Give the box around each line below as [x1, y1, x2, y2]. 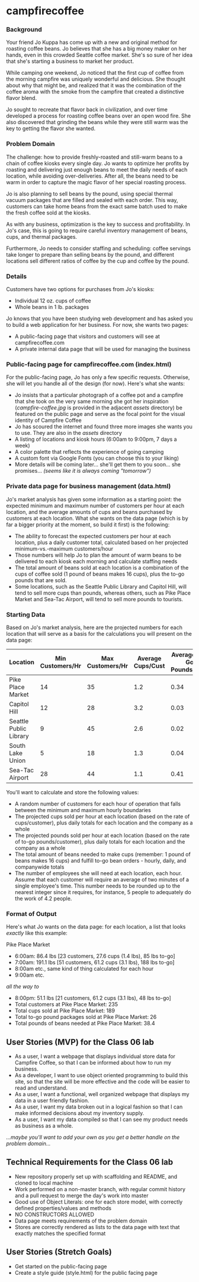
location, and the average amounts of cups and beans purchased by [6, 508, 173, 515]
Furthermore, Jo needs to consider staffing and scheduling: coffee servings [6, 245, 191, 252]
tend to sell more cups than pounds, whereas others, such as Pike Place [14, 589, 191, 596]
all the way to [6, 983, 40, 990]
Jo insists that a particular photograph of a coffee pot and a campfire [14, 391, 184, 399]
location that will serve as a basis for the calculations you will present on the [6, 630, 192, 637]
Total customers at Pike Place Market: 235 [14, 1001, 118, 1008]
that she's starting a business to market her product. [6, 58, 134, 65]
